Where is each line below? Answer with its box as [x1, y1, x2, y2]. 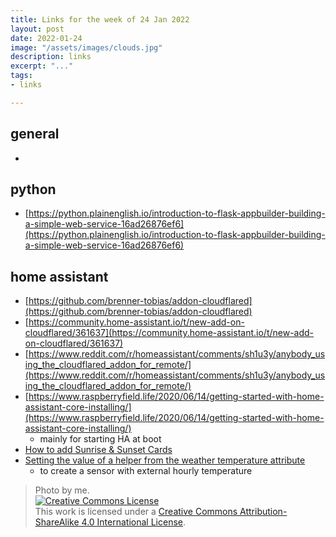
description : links [10, 52, 92, 62]
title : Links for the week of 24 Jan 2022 [10, 14, 190, 25]
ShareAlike [34, 516, 80, 528]
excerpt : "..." [10, 61, 74, 71]
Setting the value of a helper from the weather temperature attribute [24, 454, 306, 466]
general [10, 126, 60, 143]
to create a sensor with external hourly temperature [39, 465, 253, 477]
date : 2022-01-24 [10, 33, 83, 43]
